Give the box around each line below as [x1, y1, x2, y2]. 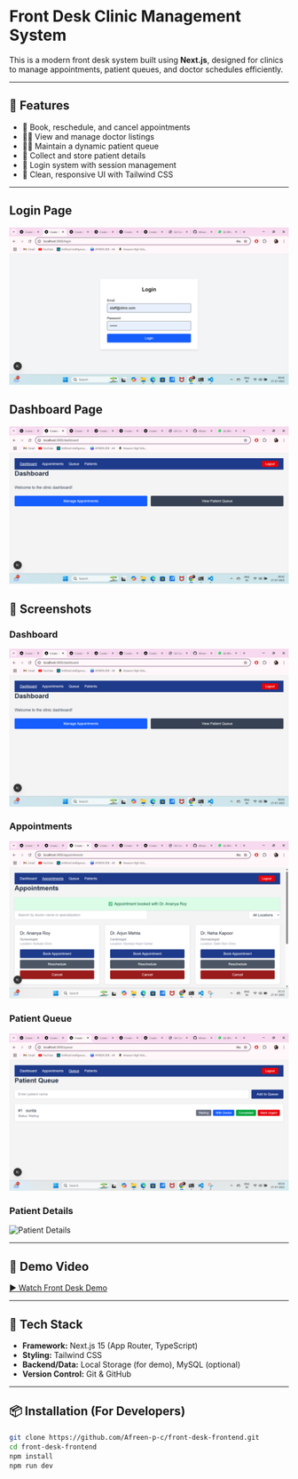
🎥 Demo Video [9, 1258, 90, 1274]
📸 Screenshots [9, 601, 92, 616]
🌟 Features [9, 98, 70, 113]
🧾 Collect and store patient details [21, 149, 146, 161]
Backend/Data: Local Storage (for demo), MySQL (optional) [21, 1359, 241, 1370]
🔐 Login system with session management [21, 159, 177, 170]
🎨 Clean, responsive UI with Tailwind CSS [21, 169, 174, 180]
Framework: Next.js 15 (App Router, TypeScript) [21, 1340, 198, 1351]
